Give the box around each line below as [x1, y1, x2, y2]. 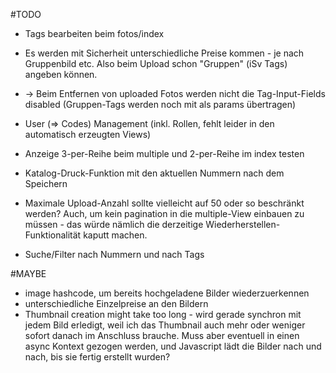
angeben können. [24, 69, 98, 80]
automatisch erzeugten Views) [24, 129, 152, 140]
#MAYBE [10, 268, 47, 279]
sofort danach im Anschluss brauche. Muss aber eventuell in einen [24, 330, 300, 341]
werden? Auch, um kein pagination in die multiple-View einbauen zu [24, 208, 305, 219]
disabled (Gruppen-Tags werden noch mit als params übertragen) [24, 99, 297, 110]
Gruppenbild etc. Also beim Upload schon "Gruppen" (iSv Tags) [24, 58, 288, 69]
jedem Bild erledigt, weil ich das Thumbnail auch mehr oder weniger [24, 319, 306, 331]
